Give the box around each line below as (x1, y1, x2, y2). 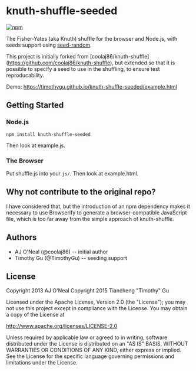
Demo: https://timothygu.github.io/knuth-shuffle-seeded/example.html (6, 83, 178, 90)
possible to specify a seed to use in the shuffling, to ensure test (6, 65, 160, 72)
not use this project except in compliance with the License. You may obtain (6, 305, 188, 312)
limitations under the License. (6, 359, 78, 366)
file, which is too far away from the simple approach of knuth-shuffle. (6, 215, 175, 222)
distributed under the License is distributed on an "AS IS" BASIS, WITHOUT (6, 340, 188, 347)
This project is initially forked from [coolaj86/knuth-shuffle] (6, 53, 150, 60)
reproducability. (6, 71, 44, 79)
